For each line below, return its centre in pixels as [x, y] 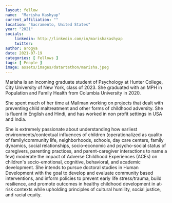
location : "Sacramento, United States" [48, 24]
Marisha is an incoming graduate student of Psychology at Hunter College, [84, 82]
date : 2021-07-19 [24, 53]
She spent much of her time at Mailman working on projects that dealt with [84, 103]
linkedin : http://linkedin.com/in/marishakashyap [69, 39]
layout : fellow [22, 10]
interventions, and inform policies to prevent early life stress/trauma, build [83, 178]
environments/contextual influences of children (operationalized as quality [84, 135]
